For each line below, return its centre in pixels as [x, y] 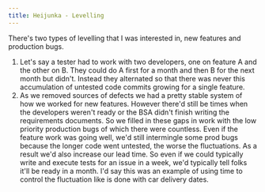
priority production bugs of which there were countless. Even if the [129, 129]
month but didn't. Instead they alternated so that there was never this [132, 78]
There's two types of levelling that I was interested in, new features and [125, 38]
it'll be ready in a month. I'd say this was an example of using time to [131, 171]
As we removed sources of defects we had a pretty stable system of [131, 95]
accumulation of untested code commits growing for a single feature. [132, 87]
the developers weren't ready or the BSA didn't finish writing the [124, 112]
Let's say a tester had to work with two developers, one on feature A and [138, 62]
